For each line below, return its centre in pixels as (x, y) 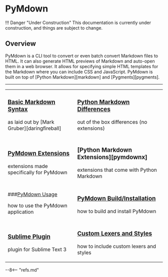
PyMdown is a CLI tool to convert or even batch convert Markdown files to (82, 56)
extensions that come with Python (117, 170)
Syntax (18, 109)
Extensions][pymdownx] (112, 157)
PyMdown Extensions (39, 154)
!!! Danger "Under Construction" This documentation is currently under (78, 23)
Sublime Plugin (29, 236)
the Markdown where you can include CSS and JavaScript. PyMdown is (79, 72)
